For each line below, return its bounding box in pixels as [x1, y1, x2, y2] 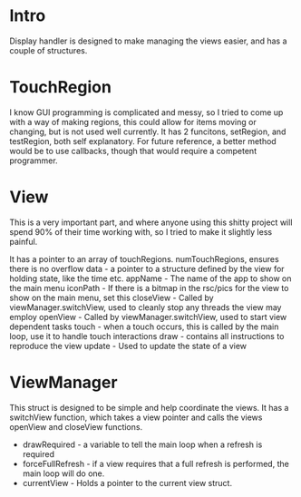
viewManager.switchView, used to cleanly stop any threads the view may [9, 301, 282, 313]
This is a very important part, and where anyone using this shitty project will [9, 217, 293, 228]
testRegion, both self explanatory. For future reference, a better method [9, 135, 277, 146]
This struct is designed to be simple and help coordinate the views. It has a [9, 402, 289, 413]
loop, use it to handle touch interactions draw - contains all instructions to [9, 330, 285, 341]
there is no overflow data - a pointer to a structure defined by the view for [9, 263, 285, 274]
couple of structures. [9, 44, 88, 55]
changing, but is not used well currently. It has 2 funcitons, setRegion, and [9, 126, 286, 137]
